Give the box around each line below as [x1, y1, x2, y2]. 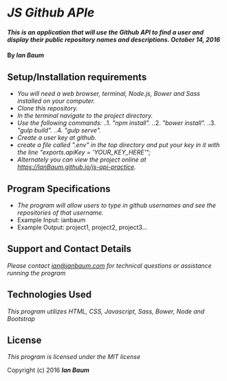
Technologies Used [7, 289, 91, 301]
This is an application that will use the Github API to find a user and [7, 28, 204, 36]
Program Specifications [7, 183, 111, 195]
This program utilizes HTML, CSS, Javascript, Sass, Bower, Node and [7, 307, 205, 315]
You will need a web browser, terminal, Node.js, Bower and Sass [17, 90, 201, 98]
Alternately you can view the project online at [17, 155, 147, 164]
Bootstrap [7, 314, 36, 322]
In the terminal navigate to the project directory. [17, 112, 153, 120]
